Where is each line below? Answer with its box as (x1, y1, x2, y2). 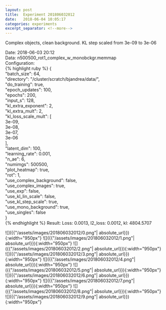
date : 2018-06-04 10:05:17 (5, 17, 66, 22)
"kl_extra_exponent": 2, (5, 103, 53, 109)
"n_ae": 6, (5, 156, 25, 162)
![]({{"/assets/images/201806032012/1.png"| (42, 235, 135, 241)
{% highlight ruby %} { (5, 66, 51, 72)
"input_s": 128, (5, 97, 35, 103)
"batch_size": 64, (5, 71, 41, 77)
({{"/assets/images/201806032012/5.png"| (5, 267, 93, 273)
